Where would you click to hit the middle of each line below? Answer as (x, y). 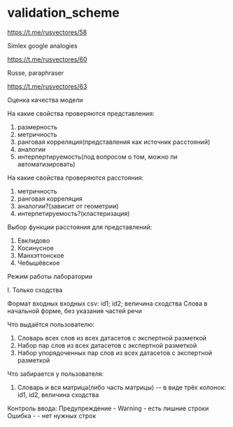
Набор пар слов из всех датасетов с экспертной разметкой (107, 345)
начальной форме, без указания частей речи (75, 311)
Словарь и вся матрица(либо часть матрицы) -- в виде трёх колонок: (121, 387)
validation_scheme (64, 13)
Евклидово (34, 240)
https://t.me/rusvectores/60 (47, 59)
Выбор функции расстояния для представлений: (80, 227)
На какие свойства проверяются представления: (81, 113)
